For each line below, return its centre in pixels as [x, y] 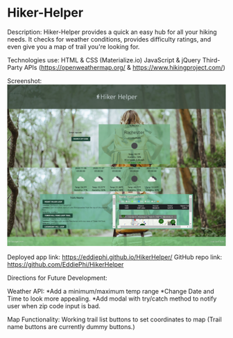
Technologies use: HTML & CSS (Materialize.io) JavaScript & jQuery [104, 60]
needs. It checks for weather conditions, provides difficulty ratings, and [109, 39]
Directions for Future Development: [57, 278]
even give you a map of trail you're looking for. [74, 46]
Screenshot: [25, 80]
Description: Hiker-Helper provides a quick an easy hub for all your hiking [112, 32]
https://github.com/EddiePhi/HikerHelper [66, 265]
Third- [211, 60]
